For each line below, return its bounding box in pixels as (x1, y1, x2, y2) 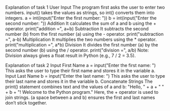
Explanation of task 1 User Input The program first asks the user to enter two (5, 5, 165, 10)
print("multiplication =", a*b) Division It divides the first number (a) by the (5, 42, 158, 47)
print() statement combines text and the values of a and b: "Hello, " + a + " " (5, 84, 164, 90)
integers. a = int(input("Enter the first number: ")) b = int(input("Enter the (5, 15, 157, 21)
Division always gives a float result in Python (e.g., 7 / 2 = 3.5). (5, 52, 136, 59)
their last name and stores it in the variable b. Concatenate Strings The (5, 78, 153, 84)
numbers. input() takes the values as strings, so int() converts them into (5, 10, 155, 16)
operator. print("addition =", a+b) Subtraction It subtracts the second (5, 26, 149, 32)
